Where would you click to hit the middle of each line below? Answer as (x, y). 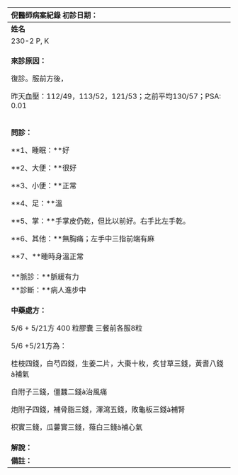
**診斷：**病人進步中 (49, 290)
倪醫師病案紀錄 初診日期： (55, 15)
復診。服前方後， (40, 79)
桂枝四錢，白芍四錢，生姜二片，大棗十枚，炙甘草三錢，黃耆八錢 (118, 364)
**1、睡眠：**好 (40, 150)
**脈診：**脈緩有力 (45, 277)
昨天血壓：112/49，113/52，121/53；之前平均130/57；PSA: (116, 96)
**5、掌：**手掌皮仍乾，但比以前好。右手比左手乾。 (100, 221)
